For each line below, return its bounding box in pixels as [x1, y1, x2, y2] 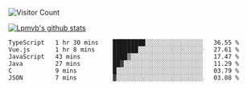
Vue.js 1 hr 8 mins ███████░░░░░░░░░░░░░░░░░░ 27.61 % [8, 46, 240, 54]
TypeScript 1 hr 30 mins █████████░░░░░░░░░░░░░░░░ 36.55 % [8, 39, 240, 47]
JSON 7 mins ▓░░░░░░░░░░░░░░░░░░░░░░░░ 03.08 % [8, 74, 240, 82]
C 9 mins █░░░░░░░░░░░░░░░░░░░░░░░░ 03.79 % [8, 67, 240, 75]
